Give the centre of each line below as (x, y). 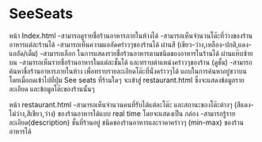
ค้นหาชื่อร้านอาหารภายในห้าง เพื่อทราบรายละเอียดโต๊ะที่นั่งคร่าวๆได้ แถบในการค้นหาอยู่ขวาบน (128, 71)
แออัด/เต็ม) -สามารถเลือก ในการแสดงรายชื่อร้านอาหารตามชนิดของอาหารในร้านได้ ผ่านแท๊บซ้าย (131, 53)
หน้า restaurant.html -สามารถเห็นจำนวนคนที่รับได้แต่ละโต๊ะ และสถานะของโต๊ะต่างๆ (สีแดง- (131, 104)
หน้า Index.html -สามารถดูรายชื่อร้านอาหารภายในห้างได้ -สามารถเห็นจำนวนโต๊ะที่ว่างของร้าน (131, 35)
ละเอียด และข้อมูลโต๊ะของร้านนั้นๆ (52, 88)
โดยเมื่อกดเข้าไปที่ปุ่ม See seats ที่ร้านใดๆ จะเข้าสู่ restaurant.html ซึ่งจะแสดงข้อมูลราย (127, 80)
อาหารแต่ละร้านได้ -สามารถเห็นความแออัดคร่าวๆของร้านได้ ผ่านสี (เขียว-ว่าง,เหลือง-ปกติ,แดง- (131, 44)
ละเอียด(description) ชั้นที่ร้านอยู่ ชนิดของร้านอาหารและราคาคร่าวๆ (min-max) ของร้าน (126, 122)
